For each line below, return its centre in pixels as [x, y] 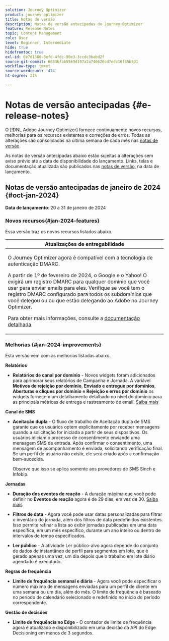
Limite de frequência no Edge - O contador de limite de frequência [82, 622]
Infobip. [20, 474]
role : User [17, 38]
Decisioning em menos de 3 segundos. [53, 633]
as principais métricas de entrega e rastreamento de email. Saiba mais [85, 402]
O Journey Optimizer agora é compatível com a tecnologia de [80, 257]
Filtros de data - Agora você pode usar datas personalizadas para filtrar [87, 514]
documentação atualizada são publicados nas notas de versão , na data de [82, 166]
